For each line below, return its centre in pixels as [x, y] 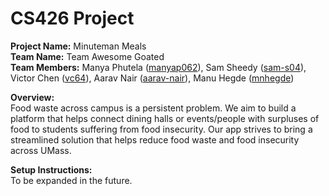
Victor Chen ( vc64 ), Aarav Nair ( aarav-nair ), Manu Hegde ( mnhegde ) [152, 78]
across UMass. [41, 150]
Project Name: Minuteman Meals [78, 46]
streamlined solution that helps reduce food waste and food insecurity [155, 139]
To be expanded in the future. [71, 180]
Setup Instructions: [51, 169]
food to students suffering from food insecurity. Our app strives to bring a [161, 129]
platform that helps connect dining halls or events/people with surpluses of [165, 118]
